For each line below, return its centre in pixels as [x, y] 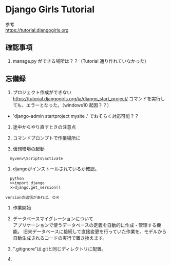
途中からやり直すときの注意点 [44, 127]
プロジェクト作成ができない [42, 92]
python [17, 179]
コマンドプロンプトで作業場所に [46, 138]
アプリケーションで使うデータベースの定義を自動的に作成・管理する [84, 225]
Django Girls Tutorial [50, 10]
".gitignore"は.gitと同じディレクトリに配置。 [59, 249]
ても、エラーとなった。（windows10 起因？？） [62, 105]
